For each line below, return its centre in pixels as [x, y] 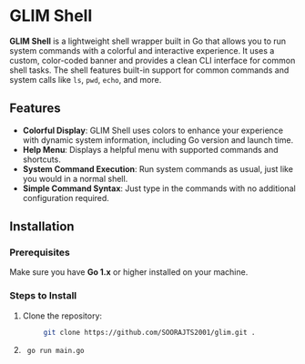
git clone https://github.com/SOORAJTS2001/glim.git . [149, 332]
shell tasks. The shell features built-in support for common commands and [149, 70]
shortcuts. [41, 159]
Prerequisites [40, 253]
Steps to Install [43, 296]
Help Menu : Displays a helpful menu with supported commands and [151, 149]
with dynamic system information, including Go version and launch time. [158, 140]
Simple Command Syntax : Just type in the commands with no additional [159, 188]
